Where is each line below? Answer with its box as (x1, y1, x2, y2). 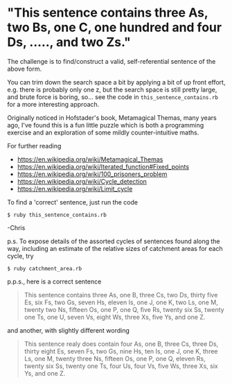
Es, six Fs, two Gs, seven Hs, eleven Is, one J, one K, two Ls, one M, (24, 298, 218, 306)
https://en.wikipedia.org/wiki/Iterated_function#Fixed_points (17, 162, 189, 171)
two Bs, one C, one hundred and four (7, 19, 222, 35)
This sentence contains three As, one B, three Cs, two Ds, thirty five (24, 290, 218, 299)
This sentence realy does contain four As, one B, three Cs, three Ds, (24, 340, 219, 348)
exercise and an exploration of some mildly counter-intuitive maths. (7, 128, 199, 137)
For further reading (7, 141, 62, 150)
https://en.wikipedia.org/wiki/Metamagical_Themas (17, 155, 163, 164)
